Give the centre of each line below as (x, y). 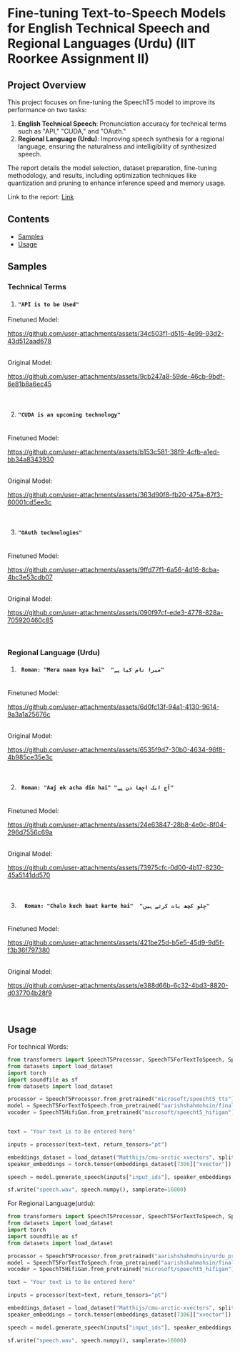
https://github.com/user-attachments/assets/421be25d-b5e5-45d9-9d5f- (116, 943)
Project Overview (47, 85)
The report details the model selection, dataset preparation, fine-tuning (112, 168)
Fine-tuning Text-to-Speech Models (117, 13)
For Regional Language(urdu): (51, 1203)
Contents (29, 219)
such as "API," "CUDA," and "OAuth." (72, 131)
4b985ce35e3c (30, 757)
